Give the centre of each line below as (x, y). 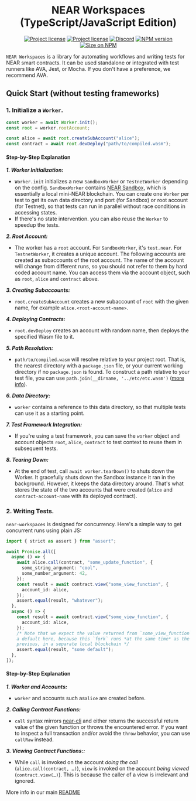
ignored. (25, 781)
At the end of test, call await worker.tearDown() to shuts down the (94, 471)
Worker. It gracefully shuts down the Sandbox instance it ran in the (95, 478)
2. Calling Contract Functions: (43, 710)
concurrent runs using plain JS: (44, 530)
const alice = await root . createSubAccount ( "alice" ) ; (73, 138)
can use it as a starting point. (49, 413)
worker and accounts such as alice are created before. (80, 698)
